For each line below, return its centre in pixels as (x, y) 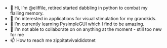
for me (17, 35)
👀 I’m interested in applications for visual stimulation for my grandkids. (83, 18)
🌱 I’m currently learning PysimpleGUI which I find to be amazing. (77, 24)
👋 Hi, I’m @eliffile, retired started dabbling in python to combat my (79, 8)
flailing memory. (27, 13)
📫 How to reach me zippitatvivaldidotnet (53, 40)
